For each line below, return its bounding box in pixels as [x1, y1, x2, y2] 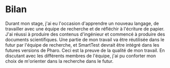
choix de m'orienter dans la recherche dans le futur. [5, 58, 114, 64]
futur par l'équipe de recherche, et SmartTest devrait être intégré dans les [5, 42, 160, 48]
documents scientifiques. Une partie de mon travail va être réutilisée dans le [5, 37, 165, 43]
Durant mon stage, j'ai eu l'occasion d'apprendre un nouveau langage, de [5, 20, 159, 26]
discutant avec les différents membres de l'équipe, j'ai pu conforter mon [5, 52, 156, 59]
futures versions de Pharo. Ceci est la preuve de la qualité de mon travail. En [5, 47, 165, 53]
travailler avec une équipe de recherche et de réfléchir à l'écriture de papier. [5, 25, 165, 31]
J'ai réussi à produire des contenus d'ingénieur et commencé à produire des [5, 31, 165, 37]
